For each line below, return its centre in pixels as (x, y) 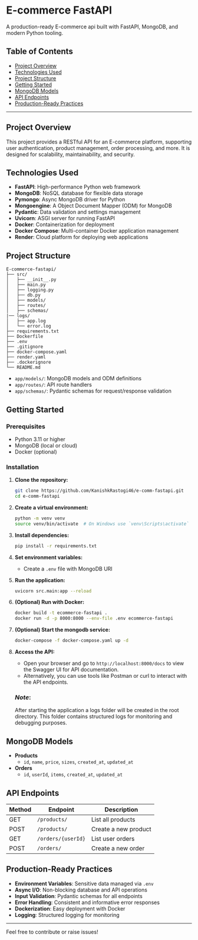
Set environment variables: (49, 557)
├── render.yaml (26, 357)
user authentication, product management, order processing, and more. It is (98, 148)
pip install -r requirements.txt (56, 546)
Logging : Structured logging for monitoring (67, 915)
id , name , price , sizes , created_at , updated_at (78, 762)
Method (20, 810)
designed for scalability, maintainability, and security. (70, 154)
